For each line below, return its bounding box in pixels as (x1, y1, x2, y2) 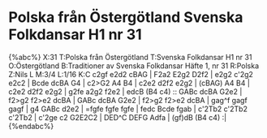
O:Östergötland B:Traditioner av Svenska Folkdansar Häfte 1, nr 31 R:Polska (8, 61, 260, 71)
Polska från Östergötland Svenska (8, 8, 243, 27)
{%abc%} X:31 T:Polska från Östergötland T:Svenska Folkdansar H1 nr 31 (8, 52, 252, 62)
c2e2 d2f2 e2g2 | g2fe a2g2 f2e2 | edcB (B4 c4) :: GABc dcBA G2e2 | (8, 86, 243, 97)
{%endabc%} (8, 121, 54, 131)
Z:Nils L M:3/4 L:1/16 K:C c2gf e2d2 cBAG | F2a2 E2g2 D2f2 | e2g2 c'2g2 (8, 69, 254, 79)
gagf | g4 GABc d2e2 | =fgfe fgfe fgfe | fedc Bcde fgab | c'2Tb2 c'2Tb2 (8, 104, 248, 114)
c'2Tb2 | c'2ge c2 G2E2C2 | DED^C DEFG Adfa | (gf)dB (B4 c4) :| (8, 112, 227, 122)
